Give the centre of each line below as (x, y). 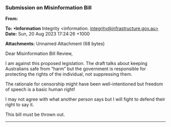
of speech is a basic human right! (40, 89)
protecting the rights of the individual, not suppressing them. (69, 74)
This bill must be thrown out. (35, 115)
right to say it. (20, 105)
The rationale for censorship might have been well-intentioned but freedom (84, 84)
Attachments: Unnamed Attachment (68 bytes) (55, 44)
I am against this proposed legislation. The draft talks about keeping (76, 63)
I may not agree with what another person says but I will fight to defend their (85, 99)
